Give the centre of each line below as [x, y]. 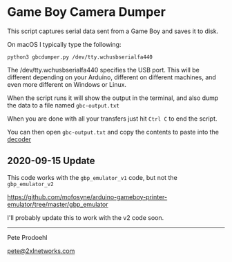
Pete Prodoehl [27, 237]
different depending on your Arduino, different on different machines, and [112, 77]
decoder [19, 139]
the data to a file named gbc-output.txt [63, 105]
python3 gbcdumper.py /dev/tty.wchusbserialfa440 [80, 57]
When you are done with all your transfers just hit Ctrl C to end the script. [112, 119]
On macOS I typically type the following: [64, 44]
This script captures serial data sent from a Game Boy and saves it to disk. [113, 31]
